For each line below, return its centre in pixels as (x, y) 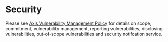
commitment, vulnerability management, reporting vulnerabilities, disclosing (84, 28)
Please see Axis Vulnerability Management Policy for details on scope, (78, 23)
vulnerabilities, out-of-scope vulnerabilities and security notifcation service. (84, 34)
